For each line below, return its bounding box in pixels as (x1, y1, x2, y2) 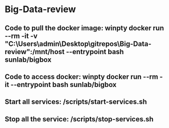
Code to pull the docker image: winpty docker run (5, 24, 164, 32)
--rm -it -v (5, 31, 38, 40)
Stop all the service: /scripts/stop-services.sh (5, 115, 154, 123)
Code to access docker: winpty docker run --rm (5, 72, 158, 81)
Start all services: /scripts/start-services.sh (5, 98, 147, 106)
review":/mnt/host (5, 47, 65, 56)
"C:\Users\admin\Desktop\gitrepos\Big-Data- (5, 39, 152, 48)
